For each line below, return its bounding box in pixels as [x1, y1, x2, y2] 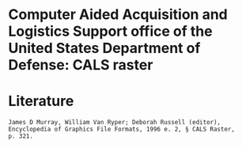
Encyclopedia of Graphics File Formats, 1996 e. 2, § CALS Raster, [8, 125, 236, 134]
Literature [8, 93, 74, 110]
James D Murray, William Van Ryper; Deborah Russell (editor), [8, 119, 221, 127]
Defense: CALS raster [8, 56, 153, 74]
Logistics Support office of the [8, 22, 213, 40]
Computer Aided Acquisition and [8, 6, 228, 24]
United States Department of [8, 40, 201, 57]
